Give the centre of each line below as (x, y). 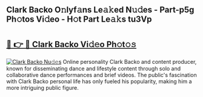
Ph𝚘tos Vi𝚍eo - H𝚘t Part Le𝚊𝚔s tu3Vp (79, 20)
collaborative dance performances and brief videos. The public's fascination (101, 75)
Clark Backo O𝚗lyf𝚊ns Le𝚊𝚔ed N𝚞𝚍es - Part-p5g (100, 10)
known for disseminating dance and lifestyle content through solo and (94, 68)
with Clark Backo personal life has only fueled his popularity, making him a (99, 81)
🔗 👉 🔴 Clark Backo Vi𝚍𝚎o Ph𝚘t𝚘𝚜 (72, 44)
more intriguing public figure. (42, 88)
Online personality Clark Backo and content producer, (130, 62)
